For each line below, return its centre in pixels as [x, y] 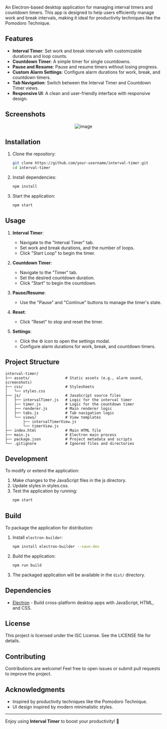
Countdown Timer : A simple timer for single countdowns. [71, 61]
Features [19, 39]
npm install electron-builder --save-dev [56, 547]
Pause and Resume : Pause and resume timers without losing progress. [85, 66]
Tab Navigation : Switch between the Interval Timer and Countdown [82, 82]
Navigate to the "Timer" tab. [48, 272]
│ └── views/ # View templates [53, 417]
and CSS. [22, 608]
